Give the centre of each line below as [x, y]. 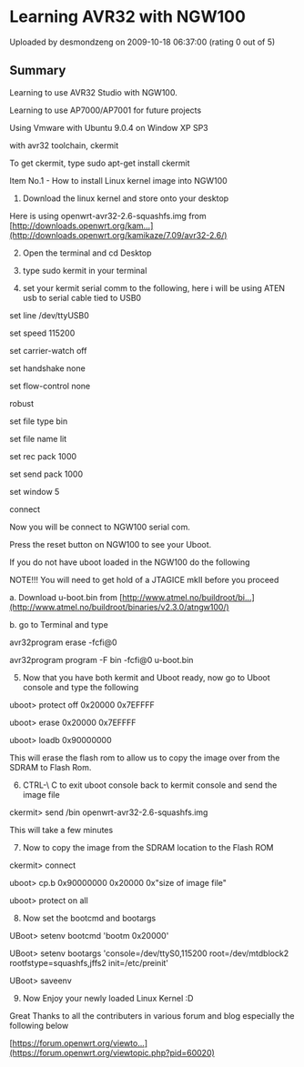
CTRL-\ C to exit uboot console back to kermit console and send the [150, 785]
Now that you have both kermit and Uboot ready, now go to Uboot [146, 677]
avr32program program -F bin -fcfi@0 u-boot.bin [101, 659]
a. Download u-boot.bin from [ [66, 597]
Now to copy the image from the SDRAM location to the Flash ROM [148, 847]
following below [39, 1025]
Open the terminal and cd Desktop [87, 253]
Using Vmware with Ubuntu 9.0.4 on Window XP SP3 [109, 127]
